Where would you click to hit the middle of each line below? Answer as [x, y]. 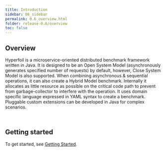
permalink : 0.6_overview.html [36, 19]
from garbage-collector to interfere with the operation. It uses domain [76, 91]
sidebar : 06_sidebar [27, 14]
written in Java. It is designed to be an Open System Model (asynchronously [83, 65]
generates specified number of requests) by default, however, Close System [83, 70]
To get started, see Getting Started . [41, 144]
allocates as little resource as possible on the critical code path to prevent [81, 86]
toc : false [16, 28]
